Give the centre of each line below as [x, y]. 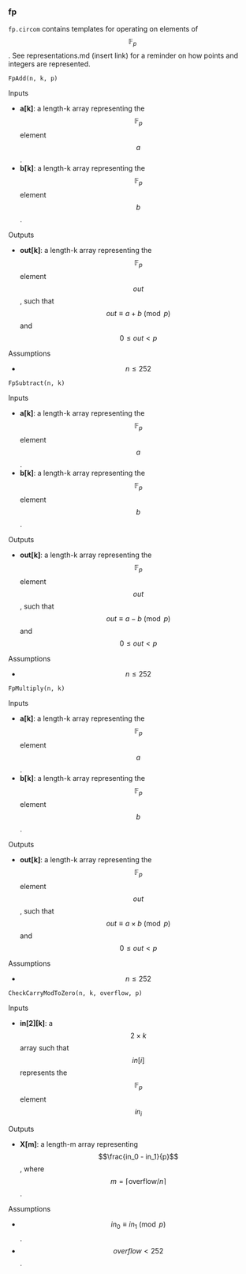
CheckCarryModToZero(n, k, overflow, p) [76, 993]
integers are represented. [49, 64]
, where [32, 1169]
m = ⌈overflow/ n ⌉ [138, 1181]
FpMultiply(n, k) [37, 688]
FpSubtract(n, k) [37, 383]
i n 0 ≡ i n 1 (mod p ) [138, 1225]
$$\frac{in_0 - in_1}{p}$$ [138, 1156]
